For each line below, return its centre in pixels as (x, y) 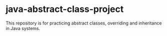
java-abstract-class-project (65, 9)
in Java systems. (23, 28)
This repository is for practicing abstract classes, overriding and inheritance (84, 23)
